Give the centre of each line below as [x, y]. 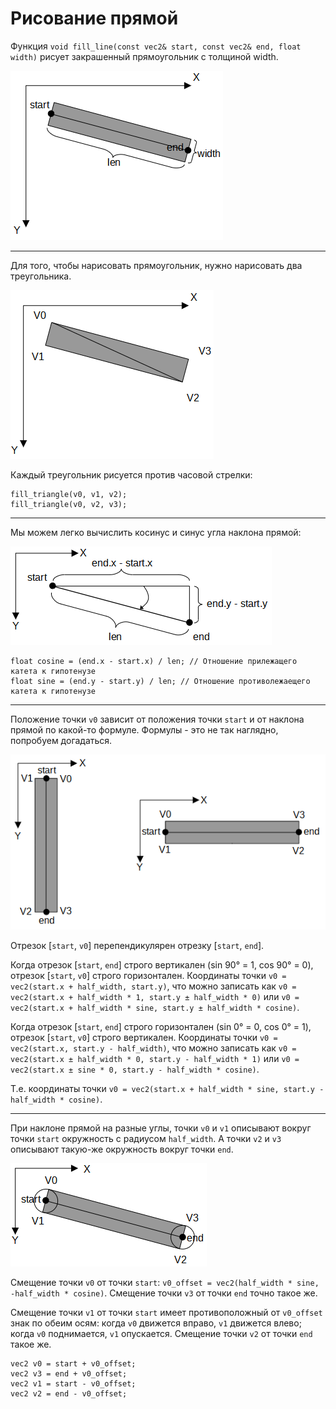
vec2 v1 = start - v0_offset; [73, 1383]
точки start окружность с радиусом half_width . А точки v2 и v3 [146, 1138]
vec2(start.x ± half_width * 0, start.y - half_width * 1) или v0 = [155, 1058]
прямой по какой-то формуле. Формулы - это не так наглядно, [144, 729]
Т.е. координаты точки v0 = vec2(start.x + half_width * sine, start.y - [167, 1088]
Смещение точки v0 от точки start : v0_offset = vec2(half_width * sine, [165, 1282]
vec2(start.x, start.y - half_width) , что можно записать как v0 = [153, 1048]
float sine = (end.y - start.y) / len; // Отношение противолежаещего [160, 681]
